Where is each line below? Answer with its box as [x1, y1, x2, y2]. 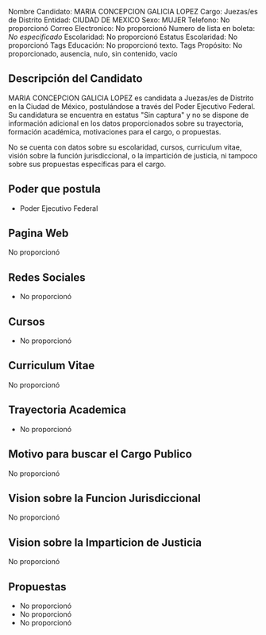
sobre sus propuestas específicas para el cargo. [8, 159, 167, 169]
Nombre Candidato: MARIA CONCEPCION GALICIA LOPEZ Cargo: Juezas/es [8, 7, 258, 16]
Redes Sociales [8, 271, 86, 284]
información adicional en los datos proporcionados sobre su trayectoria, [8, 119, 244, 128]
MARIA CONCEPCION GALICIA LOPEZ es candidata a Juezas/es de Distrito [8, 93, 254, 103]
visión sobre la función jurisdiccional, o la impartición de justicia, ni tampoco [8, 150, 258, 160]
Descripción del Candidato [8, 72, 143, 86]
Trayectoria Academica [8, 403, 127, 417]
